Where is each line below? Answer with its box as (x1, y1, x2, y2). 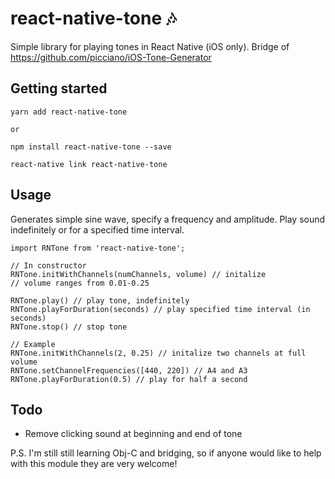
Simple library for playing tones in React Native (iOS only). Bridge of (10, 40, 290, 52)
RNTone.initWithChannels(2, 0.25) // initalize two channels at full (10, 348, 307, 358)
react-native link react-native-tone (10, 159, 168, 169)
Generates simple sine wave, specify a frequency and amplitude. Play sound (10, 213, 326, 225)
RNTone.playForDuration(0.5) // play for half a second (10, 374, 248, 384)
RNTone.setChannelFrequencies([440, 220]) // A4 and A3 (10, 365, 248, 376)
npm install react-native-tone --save (10, 142, 172, 152)
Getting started (10, 80, 108, 97)
